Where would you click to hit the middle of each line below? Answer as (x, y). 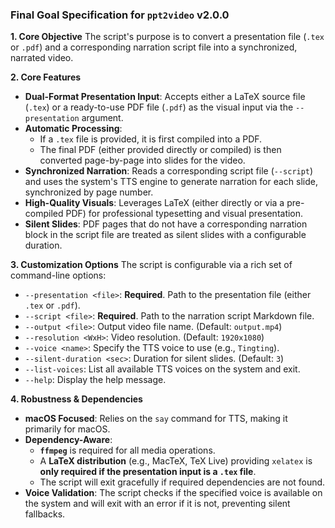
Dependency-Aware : (68, 440)
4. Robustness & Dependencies (76, 399)
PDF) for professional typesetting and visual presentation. (184, 214)
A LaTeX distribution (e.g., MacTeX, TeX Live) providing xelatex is (176, 461)
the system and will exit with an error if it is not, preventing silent (157, 504)
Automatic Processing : (73, 129)
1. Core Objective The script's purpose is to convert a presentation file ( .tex (167, 37)
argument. (102, 118)
